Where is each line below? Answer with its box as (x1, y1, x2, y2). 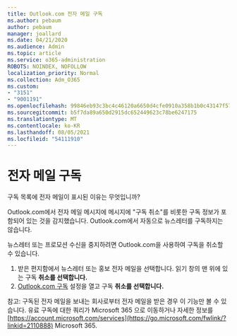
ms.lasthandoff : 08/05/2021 (7, 129, 90, 136)
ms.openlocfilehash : (7, 103, 68, 110)
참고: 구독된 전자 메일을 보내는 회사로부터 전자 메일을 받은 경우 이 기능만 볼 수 (7, 297, 220, 306)
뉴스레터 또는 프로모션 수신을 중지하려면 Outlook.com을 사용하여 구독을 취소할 (7, 241, 224, 249)
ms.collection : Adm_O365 (7, 76, 80, 83)
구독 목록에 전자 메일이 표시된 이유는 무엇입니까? (7, 192, 141, 202)
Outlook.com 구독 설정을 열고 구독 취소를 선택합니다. (17, 282, 164, 291)
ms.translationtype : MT (7, 115, 78, 122)
